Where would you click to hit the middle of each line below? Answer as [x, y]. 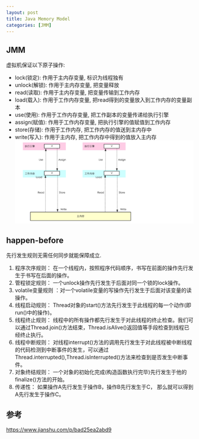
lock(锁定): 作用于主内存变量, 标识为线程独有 [69, 78]
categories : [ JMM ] [29, 25]
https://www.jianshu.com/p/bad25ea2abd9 [59, 429]
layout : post [22, 12]
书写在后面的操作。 [49, 275]
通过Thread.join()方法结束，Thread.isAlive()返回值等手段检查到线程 [102, 327]
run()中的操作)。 [35, 312]
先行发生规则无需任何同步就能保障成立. [54, 255]
